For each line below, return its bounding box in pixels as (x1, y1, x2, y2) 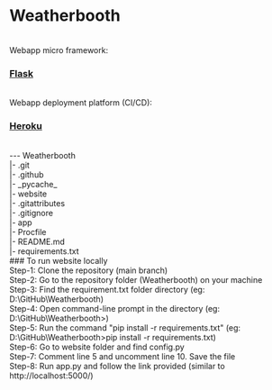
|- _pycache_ (9, 178, 58, 189)
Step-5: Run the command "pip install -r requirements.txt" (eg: (9, 322, 241, 333)
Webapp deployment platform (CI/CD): (9, 97, 153, 108)
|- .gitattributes (9, 197, 66, 208)
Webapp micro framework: (9, 44, 109, 55)
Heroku (9, 120, 42, 132)
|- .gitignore (9, 207, 54, 218)
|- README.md (9, 236, 66, 247)
